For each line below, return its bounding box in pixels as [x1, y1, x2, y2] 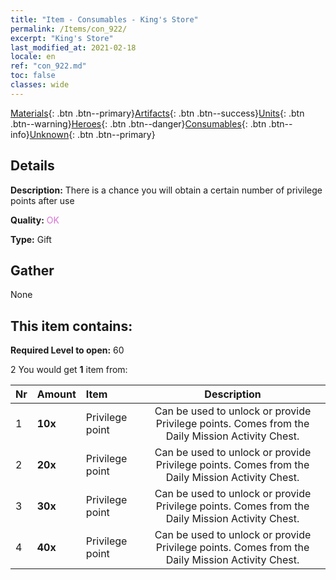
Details [10, 157, 55, 175]
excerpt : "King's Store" [10, 33, 114, 43]
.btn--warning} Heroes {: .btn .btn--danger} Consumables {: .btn [10, 117, 267, 130]
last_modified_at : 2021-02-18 [10, 42, 137, 53]
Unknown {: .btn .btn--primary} [29, 128, 156, 140]
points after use [10, 194, 75, 206]
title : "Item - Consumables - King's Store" [10, 14, 199, 25]
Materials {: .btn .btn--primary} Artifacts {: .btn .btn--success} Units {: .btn [10, 107, 305, 119]
